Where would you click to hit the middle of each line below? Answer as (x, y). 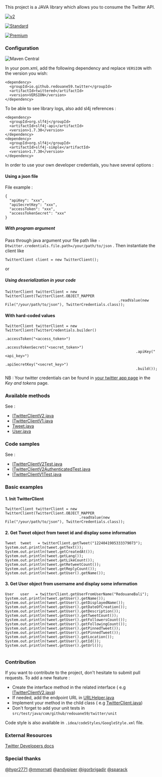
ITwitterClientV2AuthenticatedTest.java (51, 469)
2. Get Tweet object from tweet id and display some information (71, 533)
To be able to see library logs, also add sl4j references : (61, 108)
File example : (19, 187)
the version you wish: (27, 73)
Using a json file (22, 176)
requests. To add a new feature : (37, 678)
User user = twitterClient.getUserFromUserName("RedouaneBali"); (77, 594)
